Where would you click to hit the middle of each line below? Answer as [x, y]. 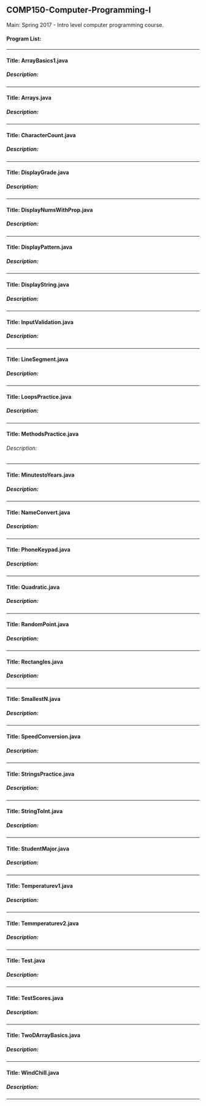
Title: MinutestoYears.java [40, 475]
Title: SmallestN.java [33, 699]
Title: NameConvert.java [38, 512]
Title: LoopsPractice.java [39, 396]
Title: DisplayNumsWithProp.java [50, 210]
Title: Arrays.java [29, 98]
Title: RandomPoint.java [38, 624]
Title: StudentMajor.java [38, 849]
